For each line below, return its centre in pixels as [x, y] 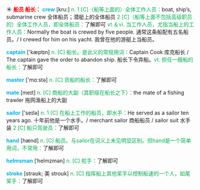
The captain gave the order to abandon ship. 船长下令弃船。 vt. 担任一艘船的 [100, 60]
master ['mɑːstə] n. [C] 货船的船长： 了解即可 [62, 80]
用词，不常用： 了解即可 [35, 148]
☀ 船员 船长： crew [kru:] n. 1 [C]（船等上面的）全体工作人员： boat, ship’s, [99, 9]
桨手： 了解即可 [25, 181]
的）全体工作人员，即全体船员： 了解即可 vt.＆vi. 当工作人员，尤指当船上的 [98, 24]
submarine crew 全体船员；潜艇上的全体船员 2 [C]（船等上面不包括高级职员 [99, 17]
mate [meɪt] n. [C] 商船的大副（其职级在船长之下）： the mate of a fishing [95, 93]
